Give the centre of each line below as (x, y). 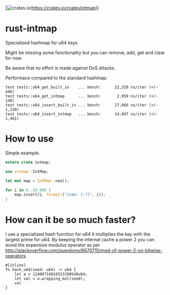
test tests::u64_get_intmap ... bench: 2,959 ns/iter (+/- (82, 96)
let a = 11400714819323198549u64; (51, 274)
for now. (14, 58)
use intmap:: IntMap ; (27, 171)
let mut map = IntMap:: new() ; (37, 181)
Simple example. (23, 153)
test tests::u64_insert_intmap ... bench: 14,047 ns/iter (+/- (82, 114)
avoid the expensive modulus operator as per (53, 245)
